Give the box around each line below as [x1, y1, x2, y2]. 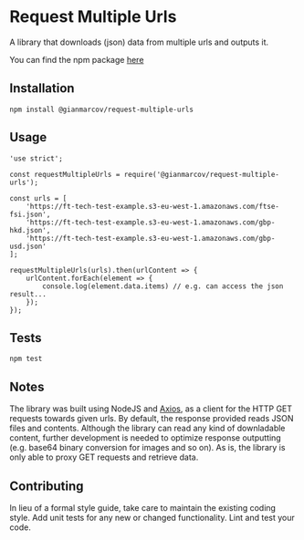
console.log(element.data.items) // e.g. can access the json [42, 281, 284, 291]
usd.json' [9, 242, 47, 251]
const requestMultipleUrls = [9, 170, 121, 179]
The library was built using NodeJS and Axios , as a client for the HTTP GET [9, 403, 293, 414]
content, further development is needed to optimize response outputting [9, 432, 281, 443]
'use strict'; [9, 153, 64, 163]
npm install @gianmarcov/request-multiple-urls [9, 105, 194, 114]
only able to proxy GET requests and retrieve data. [9, 452, 199, 462]
